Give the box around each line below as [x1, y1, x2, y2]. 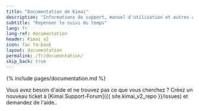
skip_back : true [6, 58, 46, 64]
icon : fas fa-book [6, 42, 52, 48]
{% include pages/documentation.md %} [6, 75, 107, 82]
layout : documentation [6, 47, 62, 53]
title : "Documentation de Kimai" [6, 8, 89, 15]
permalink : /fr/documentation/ [6, 53, 84, 59]
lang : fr [6, 25, 28, 31]
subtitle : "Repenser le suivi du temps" [6, 20, 108, 26]
